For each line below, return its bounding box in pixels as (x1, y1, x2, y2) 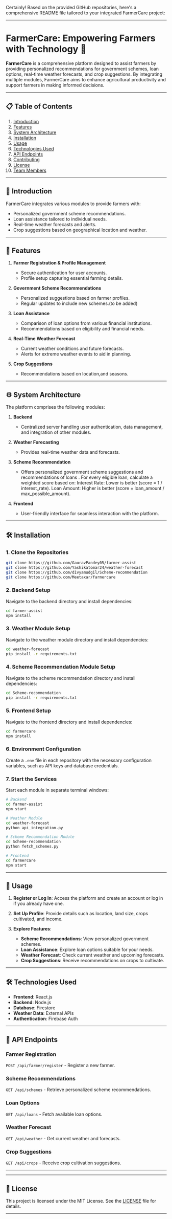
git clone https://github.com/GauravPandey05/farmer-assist (6, 560, 137, 565)
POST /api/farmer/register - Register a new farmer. (6, 1062, 115, 1068)
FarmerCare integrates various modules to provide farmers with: (6, 201, 141, 207)
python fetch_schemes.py (6, 844, 59, 849)
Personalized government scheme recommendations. (13, 210, 126, 216)
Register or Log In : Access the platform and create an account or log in (13, 895, 163, 901)
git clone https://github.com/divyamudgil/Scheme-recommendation (6, 570, 148, 575)
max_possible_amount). (20, 491, 71, 497)
